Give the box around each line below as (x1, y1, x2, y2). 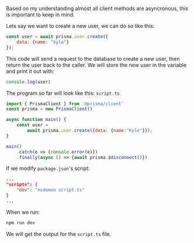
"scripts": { (6, 182, 38, 188)
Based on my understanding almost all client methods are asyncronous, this (6, 5, 189, 12)
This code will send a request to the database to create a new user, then (6, 55, 180, 62)
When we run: (6, 209, 40, 216)
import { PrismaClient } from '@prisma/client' (6, 100, 124, 107)
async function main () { (6, 117, 67, 123)
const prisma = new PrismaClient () (6, 106, 93, 112)
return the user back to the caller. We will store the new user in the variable (6, 61, 187, 68)
